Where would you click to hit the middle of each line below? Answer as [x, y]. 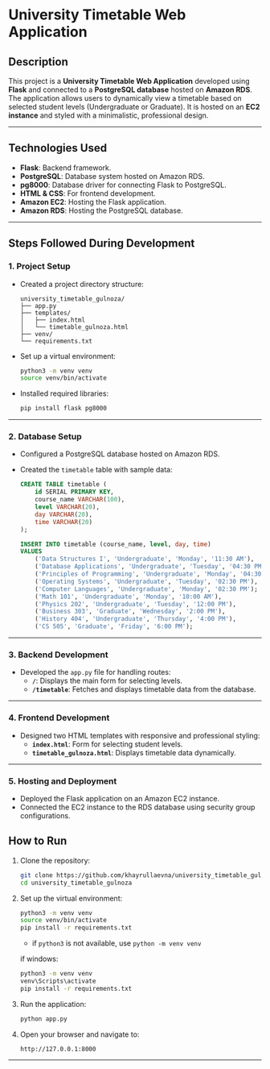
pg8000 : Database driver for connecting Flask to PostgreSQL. [123, 185]
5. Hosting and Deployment [63, 781]
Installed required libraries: [64, 393]
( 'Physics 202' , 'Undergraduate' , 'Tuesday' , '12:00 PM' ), [136, 604]
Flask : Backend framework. [65, 168]
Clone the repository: [55, 860]
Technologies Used [57, 148]
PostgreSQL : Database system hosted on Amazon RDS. [112, 176]
